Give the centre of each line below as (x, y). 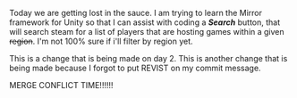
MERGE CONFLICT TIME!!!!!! (61, 85)
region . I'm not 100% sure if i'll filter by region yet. (102, 41)
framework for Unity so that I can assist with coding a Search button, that (145, 22)
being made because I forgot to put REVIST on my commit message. (135, 68)
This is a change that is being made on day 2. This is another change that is (148, 58)
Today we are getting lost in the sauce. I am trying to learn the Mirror (136, 13)
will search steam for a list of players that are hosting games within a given (147, 32)
